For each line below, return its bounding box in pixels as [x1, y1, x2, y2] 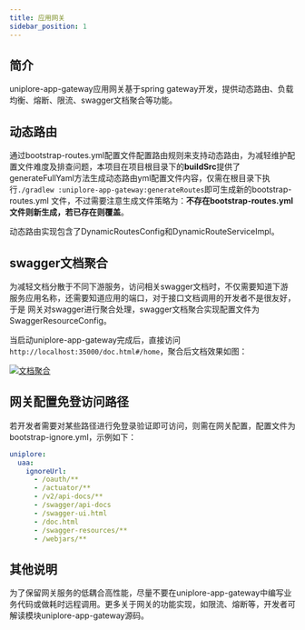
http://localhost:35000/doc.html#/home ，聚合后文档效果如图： [9, 345, 248, 356]
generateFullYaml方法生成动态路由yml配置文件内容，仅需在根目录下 [9, 173, 263, 184]
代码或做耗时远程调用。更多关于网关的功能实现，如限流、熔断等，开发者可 [16, 599, 296, 610]
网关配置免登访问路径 [9, 395, 129, 410]
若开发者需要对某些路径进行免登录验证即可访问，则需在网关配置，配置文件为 [9, 420, 296, 431]
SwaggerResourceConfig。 [9, 315, 112, 325]
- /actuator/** [33, 484, 92, 493]
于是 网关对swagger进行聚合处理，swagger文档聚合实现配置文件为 [9, 304, 261, 315]
